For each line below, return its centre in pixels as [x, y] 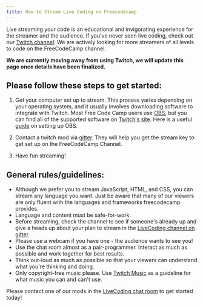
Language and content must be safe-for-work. [73, 215]
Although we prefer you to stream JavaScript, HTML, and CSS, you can [104, 190]
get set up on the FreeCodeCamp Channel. [68, 144]
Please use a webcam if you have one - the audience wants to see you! [104, 241]
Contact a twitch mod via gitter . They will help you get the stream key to [105, 137]
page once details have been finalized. [56, 67]
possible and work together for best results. [70, 254]
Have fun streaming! [40, 156]
